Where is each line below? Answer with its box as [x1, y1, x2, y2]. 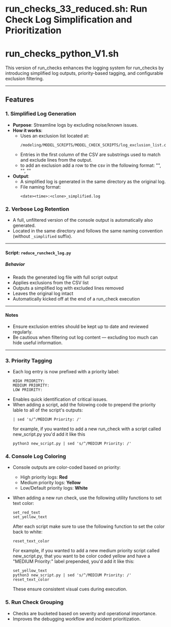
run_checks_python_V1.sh [5, 48, 119, 59]
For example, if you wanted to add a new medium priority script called [12, 548, 160, 554]
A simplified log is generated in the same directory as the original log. [20, 178, 166, 185]
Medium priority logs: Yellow [20, 480, 81, 486]
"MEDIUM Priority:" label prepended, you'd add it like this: [12, 558, 135, 564]
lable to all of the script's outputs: [12, 407, 83, 413]
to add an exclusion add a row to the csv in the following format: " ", [20, 162, 161, 168]
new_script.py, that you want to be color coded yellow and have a [12, 553, 150, 559]
